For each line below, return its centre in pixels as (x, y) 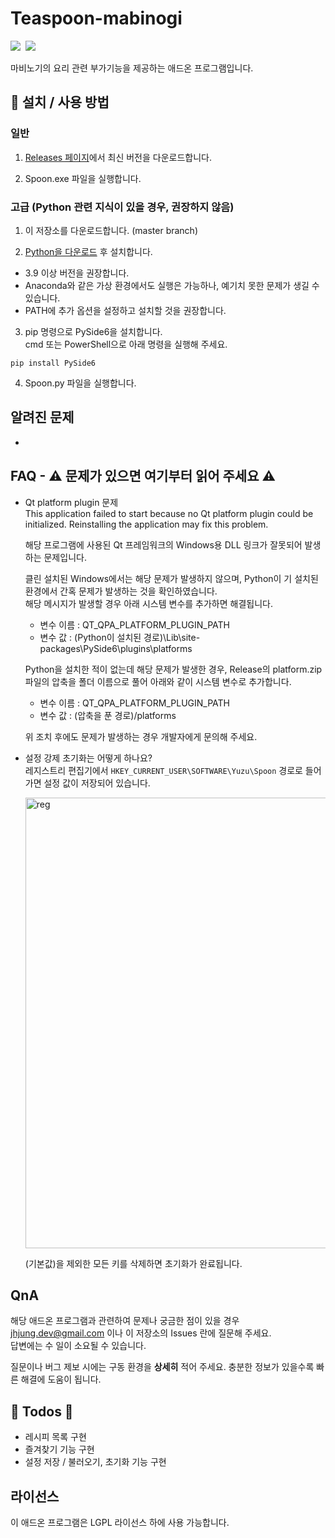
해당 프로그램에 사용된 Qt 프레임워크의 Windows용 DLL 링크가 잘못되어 (163, 544)
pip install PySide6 (53, 363)
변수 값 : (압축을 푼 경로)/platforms (108, 715)
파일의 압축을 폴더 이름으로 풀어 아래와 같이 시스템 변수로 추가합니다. (158, 681)
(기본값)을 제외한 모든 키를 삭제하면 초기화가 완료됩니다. (133, 1263)
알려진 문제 (42, 417)
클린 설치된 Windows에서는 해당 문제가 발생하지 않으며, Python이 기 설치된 (171, 578)
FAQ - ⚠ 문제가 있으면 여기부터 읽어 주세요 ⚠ (143, 476)
